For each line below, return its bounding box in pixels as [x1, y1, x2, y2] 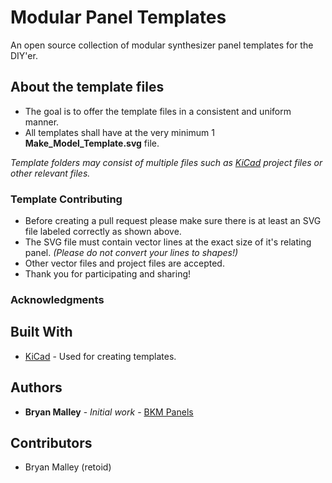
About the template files [10, 79, 165, 96]
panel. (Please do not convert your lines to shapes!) [24, 247, 239, 259]
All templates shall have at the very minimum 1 [24, 126, 215, 138]
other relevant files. [10, 167, 91, 179]
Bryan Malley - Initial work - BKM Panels [24, 406, 194, 418]
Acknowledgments [10, 292, 105, 306]
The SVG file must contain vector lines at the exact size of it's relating [24, 236, 312, 248]
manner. [24, 116, 60, 128]
